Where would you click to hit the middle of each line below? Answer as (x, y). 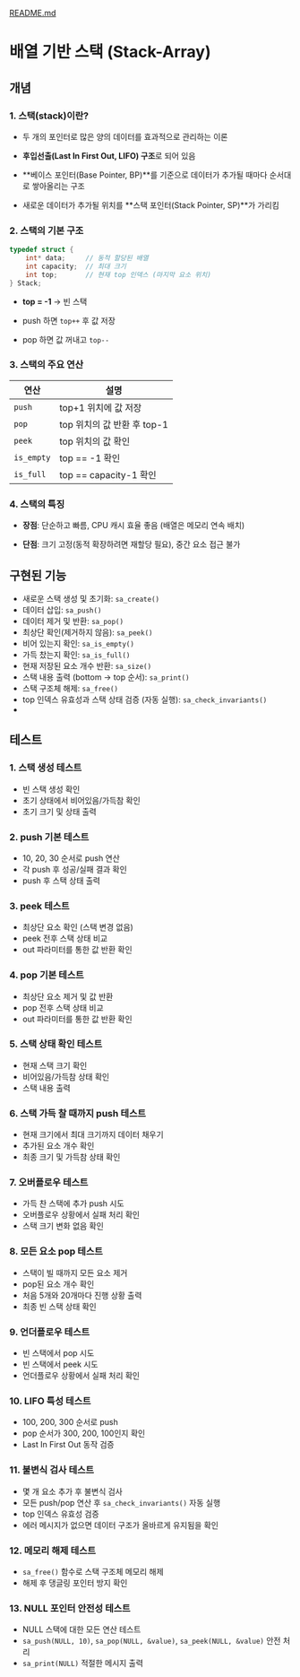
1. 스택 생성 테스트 (46, 768)
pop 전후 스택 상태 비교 (63, 1007)
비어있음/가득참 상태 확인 (66, 1076)
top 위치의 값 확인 (95, 441)
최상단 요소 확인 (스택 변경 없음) (78, 927)
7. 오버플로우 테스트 (49, 1183)
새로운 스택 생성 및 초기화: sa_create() (90, 598)
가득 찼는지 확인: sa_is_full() (76, 655)
